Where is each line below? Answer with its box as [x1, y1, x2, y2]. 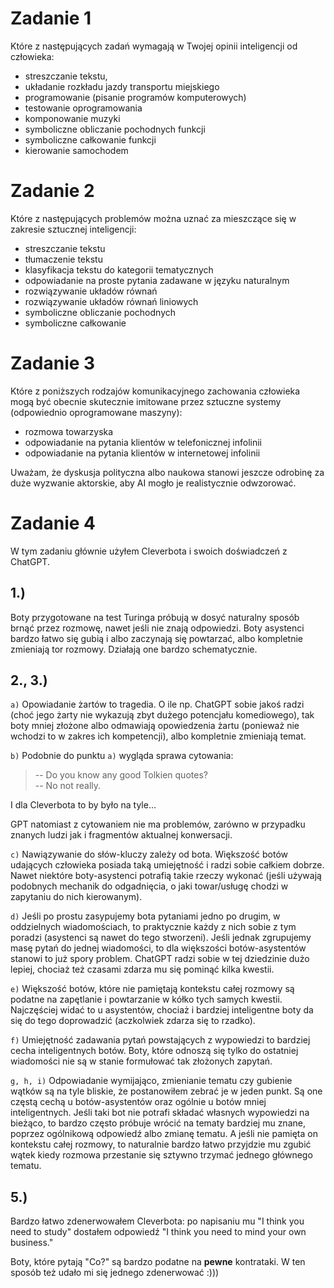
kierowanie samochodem [24, 144, 129, 156]
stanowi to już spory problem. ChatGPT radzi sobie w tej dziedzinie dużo [10, 953, 310, 965]
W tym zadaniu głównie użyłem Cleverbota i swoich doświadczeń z [10, 545, 288, 557]
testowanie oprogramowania [24, 102, 143, 114]
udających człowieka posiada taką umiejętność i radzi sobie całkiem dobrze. [10, 859, 325, 871]
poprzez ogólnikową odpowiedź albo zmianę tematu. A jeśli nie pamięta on [10, 1128, 318, 1140]
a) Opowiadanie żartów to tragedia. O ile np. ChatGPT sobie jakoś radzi [10, 698, 305, 711]
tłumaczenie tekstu [24, 253, 103, 265]
